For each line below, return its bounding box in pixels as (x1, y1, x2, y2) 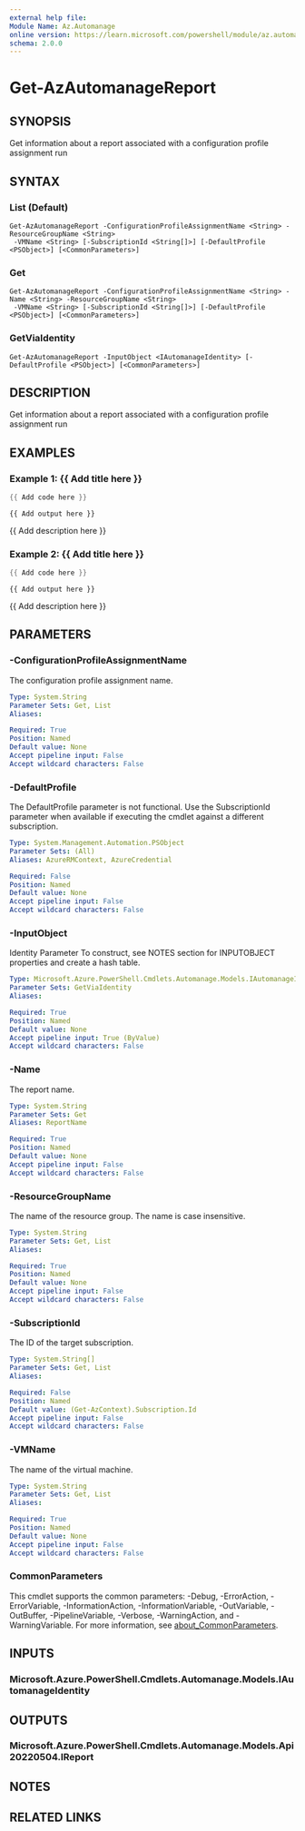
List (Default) (9, 201, 69, 213)
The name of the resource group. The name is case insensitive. (9, 1210, 246, 1221)
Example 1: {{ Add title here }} (9, 472, 143, 485)
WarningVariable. (9, 1619, 74, 1630)
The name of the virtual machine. (9, 1463, 133, 1475)
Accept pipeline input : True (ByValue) (9, 1033, 161, 1042)
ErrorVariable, (9, 1600, 62, 1611)
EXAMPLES (9, 445, 75, 460)
